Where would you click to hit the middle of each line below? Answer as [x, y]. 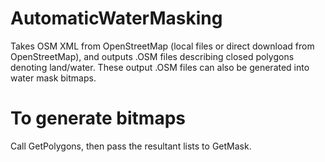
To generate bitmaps [98, 118]
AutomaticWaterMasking [116, 18]
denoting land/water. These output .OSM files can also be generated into [160, 67]
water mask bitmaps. [53, 78]
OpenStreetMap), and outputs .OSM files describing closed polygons [152, 56]
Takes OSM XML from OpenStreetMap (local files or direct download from [162, 46]
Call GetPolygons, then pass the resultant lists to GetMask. [131, 146]
